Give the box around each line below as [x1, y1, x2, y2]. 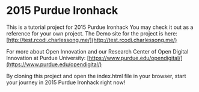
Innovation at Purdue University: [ [6, 54, 89, 61]
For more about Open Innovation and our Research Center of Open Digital [6, 48, 189, 55]
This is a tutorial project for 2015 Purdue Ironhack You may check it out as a [6, 23, 194, 31]
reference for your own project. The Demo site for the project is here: [6, 29, 177, 37]
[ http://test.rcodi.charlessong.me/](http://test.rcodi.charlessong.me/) [6, 36, 177, 43]
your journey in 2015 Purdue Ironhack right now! [6, 79, 126, 86]
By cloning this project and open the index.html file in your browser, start [6, 72, 186, 79]
